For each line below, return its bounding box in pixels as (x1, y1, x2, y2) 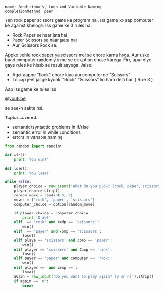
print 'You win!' (14, 157, 49, 162)
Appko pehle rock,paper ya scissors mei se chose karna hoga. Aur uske (5, 52, 150, 58)
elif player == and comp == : (14, 265, 78, 270)
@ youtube (5, 96, 26, 101)
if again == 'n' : (14, 278, 49, 284)
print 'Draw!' (22, 215, 51, 220)
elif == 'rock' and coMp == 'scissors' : (14, 220, 99, 225)
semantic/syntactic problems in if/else (12, 124, 89, 130)
